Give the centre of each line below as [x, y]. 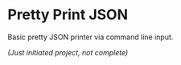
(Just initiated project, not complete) [68, 52]
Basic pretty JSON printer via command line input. [90, 37]
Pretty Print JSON [68, 15]
